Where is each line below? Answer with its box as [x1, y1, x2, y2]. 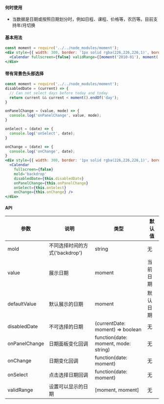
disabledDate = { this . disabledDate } [14, 176, 84, 181]
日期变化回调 [48, 358, 79, 364]
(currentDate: [95, 320, 126, 327]
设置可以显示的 [48, 383, 83, 390]
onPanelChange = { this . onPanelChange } [14, 181, 89, 186]
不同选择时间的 [48, 242, 83, 249]
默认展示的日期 [48, 301, 83, 308]
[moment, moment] [95, 386, 139, 393]
